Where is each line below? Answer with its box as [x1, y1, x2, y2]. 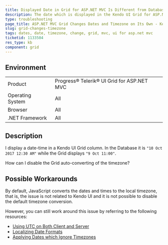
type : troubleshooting [5, 17, 52, 22]
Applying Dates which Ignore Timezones [12, 234, 96, 240]
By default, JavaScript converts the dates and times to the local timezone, [5, 188, 157, 194]
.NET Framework [7, 114, 47, 121]
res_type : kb [5, 40, 32, 45]
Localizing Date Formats [12, 229, 62, 235]
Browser [7, 106, 27, 113]
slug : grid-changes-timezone [5, 26, 66, 31]
